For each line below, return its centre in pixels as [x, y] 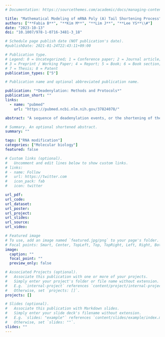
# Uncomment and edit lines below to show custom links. [67, 163]
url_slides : [17, 218]
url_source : [17, 222]
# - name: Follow [23, 172]
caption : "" [22, 254]
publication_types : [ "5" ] [31, 73]
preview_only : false [30, 263]
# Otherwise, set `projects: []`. [42, 290]
